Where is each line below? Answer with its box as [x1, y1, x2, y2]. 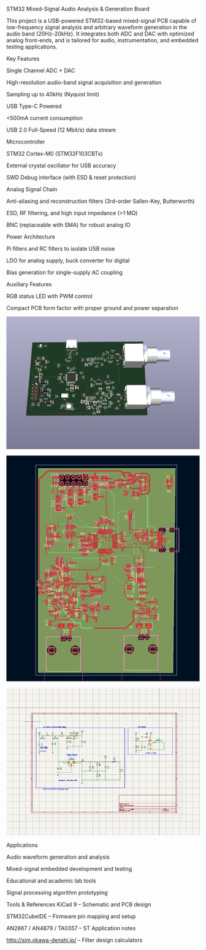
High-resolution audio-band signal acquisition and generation [6, 79, 162, 86]
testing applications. [6, 43, 58, 50]
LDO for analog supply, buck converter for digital [6, 257, 130, 264]
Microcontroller [6, 138, 45, 145]
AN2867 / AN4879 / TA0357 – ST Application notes [6, 924, 136, 932]
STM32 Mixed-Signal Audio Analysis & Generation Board [6, 6, 150, 12]
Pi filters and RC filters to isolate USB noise [6, 245, 115, 252]
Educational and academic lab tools [6, 876, 96, 884]
